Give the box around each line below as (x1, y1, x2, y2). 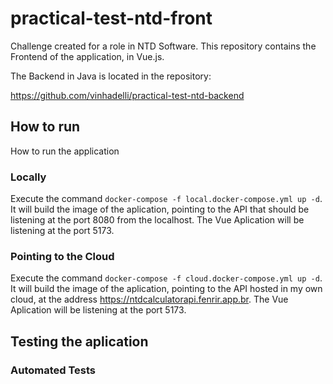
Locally (10, 170, 47, 184)
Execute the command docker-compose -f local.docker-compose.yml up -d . (10, 193, 323, 205)
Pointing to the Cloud (10, 249, 115, 263)
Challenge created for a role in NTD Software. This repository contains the (10, 40, 317, 52)
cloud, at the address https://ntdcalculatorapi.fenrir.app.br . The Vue (10, 293, 289, 306)
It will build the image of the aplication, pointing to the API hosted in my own (10, 283, 323, 295)
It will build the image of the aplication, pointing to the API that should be (10, 203, 310, 216)
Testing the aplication (10, 333, 149, 350)
